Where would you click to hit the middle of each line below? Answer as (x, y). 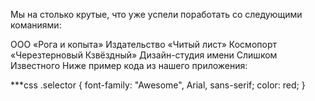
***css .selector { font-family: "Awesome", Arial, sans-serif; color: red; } (158, 85)
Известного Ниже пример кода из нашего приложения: (129, 65)
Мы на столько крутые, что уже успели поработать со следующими (156, 14)
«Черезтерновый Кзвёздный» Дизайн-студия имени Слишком (144, 55)
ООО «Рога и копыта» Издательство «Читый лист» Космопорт (143, 44)
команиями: (36, 25)
